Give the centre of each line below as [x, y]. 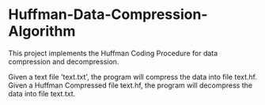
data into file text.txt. [42, 93]
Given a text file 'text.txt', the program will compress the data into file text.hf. [132, 77]
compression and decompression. [64, 62]
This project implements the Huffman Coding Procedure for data [113, 53]
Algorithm [42, 31]
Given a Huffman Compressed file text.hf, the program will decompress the [131, 85]
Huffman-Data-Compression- [108, 15]
